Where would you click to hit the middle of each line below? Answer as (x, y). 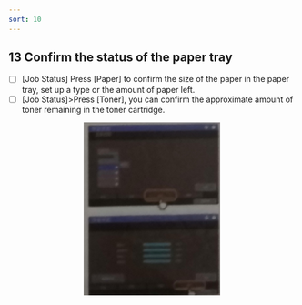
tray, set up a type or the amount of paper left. (108, 89)
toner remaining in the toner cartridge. (93, 109)
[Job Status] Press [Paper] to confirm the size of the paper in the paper (156, 79)
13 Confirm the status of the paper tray (121, 58)
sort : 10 (25, 19)
